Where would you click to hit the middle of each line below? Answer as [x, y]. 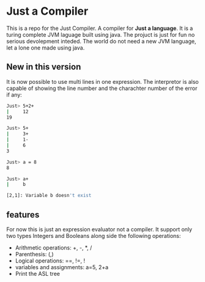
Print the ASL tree [37, 273]
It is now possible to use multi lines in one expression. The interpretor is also [102, 81]
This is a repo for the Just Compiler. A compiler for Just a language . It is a [100, 28]
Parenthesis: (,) [34, 254]
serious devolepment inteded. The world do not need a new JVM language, [101, 41]
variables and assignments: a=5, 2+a [62, 267]
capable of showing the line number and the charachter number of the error [102, 88]
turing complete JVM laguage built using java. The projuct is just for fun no [101, 34]
